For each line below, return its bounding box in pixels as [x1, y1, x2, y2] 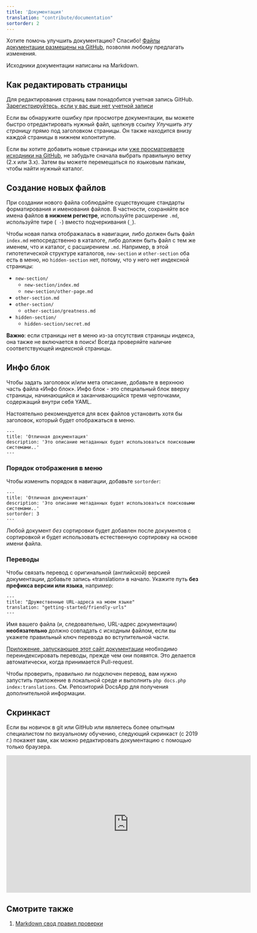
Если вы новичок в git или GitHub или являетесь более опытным [6, 723, 175, 731]
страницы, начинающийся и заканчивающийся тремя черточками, [6, 392, 181, 399]
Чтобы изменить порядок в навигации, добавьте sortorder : [6, 478, 161, 485]
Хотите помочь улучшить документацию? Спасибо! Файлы [6, 37, 161, 45]
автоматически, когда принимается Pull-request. [6, 658, 134, 666]
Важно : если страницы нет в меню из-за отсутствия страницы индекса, [6, 332, 195, 339]
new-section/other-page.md [24, 288, 93, 295]
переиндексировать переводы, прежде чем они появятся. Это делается [6, 652, 196, 659]
